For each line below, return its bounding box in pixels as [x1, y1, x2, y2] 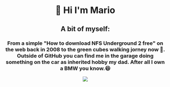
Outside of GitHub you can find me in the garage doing [17, 52, 154, 59]
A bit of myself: [60, 25, 110, 33]
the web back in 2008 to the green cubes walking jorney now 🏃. [5, 46, 165, 53]
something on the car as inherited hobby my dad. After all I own [6, 58, 165, 65]
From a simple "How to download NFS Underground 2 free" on [7, 40, 163, 47]
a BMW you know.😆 [60, 65, 111, 72]
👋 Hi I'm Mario [55, 5, 116, 16]
